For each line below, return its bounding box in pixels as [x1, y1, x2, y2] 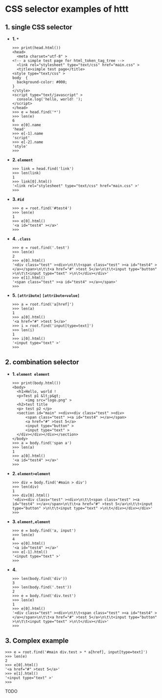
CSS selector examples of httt [5, 3, 129, 15]
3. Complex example [5, 637, 69, 645]
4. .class [12, 236, 31, 241]
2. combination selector [5, 358, 79, 366]
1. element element [12, 371, 50, 377]
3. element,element [12, 518, 50, 525]
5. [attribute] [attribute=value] [12, 292, 80, 298]
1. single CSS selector [5, 23, 72, 31]
